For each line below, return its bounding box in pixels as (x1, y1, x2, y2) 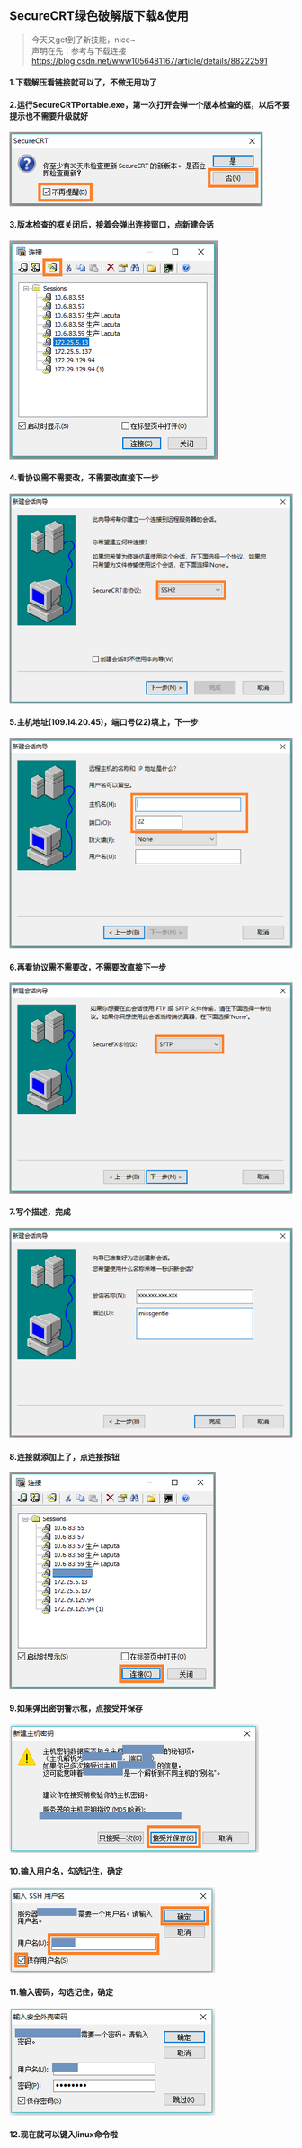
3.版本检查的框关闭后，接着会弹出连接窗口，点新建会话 (9, 219, 214, 230)
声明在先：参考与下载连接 (31, 45, 127, 56)
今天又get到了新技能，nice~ (31, 34, 137, 45)
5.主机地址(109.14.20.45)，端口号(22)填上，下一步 (9, 717, 199, 728)
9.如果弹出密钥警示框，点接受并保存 (9, 1703, 144, 1714)
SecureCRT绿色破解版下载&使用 (9, 8, 189, 24)
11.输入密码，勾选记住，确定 (9, 1987, 114, 1998)
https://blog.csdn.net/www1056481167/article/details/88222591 (31, 55, 268, 66)
